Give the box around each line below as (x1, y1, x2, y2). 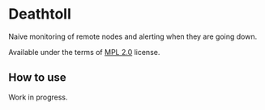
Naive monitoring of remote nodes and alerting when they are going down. (8, 32, 258, 41)
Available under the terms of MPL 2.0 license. (8, 47, 160, 57)
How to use (8, 70, 66, 85)
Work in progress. (8, 92, 68, 102)
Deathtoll (8, 5, 71, 23)
